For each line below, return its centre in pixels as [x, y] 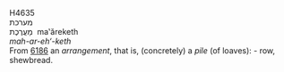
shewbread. [31, 60]
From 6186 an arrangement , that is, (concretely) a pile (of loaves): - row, [142, 51]
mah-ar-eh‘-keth [40, 41]
